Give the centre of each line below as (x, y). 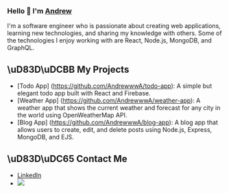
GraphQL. (21, 48)
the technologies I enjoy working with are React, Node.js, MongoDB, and (110, 41)
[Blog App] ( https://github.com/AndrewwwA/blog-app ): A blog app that (117, 122)
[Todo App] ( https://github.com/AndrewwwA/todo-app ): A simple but (114, 86)
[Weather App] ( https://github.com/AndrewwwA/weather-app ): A (109, 101)
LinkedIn (29, 175)
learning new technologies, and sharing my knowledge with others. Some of (114, 33)
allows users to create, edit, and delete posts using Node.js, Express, (114, 130)
